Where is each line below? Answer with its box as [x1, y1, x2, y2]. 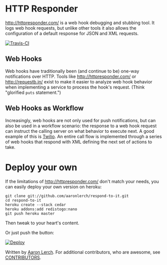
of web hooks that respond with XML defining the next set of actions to [5, 139, 152, 145]
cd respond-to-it [5, 198, 42, 203]
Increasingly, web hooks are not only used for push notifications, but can [5, 117, 156, 123]
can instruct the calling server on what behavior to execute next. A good [5, 128, 154, 134]
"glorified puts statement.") [5, 89, 61, 96]
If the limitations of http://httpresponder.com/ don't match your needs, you [5, 178, 159, 184]
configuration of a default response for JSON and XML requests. [5, 30, 139, 36]
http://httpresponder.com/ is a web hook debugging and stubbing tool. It [5, 20, 155, 26]
